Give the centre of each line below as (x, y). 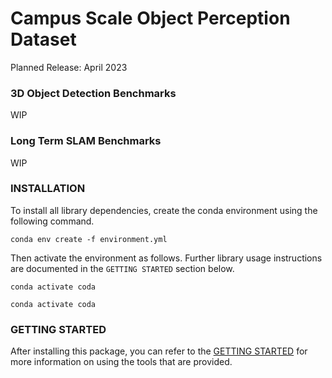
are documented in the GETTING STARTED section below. (122, 268)
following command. (52, 221)
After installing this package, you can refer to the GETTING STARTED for (159, 351)
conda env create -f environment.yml (89, 239)
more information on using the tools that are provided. (121, 362)
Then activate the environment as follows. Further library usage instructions (166, 258)
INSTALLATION (48, 189)
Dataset (43, 39)
